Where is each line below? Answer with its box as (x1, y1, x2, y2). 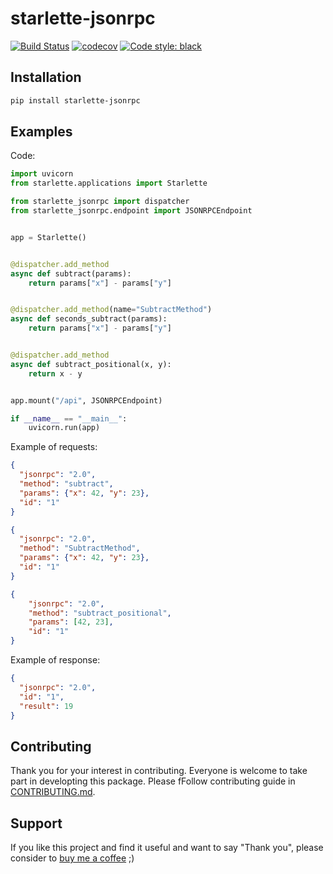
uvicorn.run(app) (28, 423, 101, 433)
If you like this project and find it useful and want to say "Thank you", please (10, 842, 324, 854)
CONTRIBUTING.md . (10, 786, 96, 798)
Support (10, 815, 63, 832)
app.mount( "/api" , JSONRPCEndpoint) (10, 395, 163, 406)
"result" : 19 (19, 701, 74, 711)
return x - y (28, 368, 83, 379)
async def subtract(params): (10, 268, 132, 279)
